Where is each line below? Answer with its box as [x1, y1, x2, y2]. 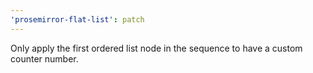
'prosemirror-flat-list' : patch [10, 14, 145, 25]
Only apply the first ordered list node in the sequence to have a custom [10, 42, 303, 54]
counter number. [10, 52, 79, 65]
